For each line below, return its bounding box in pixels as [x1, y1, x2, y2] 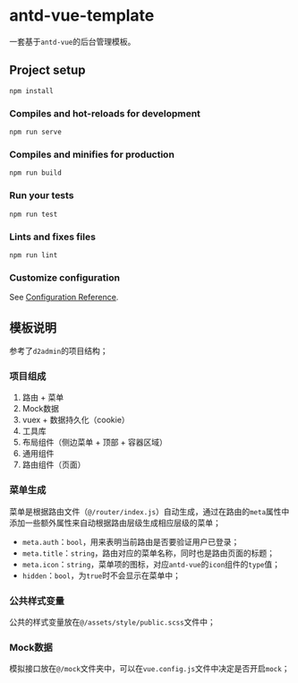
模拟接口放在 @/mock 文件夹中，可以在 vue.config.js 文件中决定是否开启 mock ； [9, 663, 290, 674]
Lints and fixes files [9, 230, 97, 243]
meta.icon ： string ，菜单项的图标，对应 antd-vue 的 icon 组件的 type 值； [21, 558, 280, 569]
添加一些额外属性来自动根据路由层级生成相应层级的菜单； [9, 517, 221, 528]
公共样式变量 [9, 594, 65, 607]
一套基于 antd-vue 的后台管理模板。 [9, 36, 136, 47]
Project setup [9, 63, 87, 78]
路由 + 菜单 [21, 392, 64, 403]
